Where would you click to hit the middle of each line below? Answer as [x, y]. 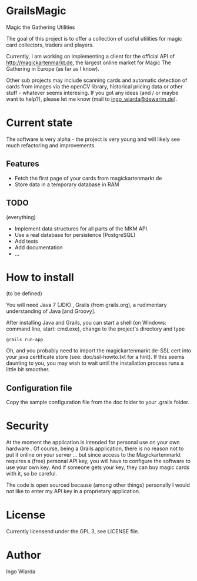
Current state [39, 123]
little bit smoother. [28, 369]
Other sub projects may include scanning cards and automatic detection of [97, 80]
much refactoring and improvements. [51, 145]
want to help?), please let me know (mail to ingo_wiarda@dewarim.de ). [92, 99]
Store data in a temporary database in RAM [67, 184]
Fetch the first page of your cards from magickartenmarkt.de [88, 178]
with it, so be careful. [32, 474]
